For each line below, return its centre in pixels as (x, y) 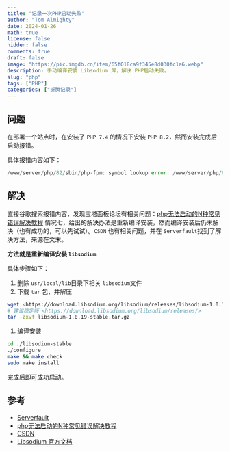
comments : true (29, 52)
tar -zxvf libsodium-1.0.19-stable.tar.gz (68, 317)
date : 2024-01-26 (32, 26)
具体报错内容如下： (34, 160)
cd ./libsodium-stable (39, 344)
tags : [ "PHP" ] (27, 83)
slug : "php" (24, 77)
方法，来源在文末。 (40, 239)
